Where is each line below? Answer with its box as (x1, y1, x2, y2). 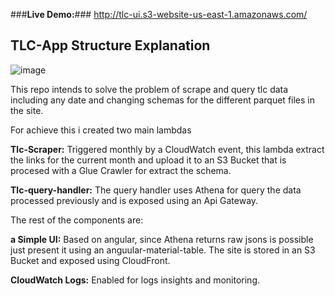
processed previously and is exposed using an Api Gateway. (10, 194, 259, 206)
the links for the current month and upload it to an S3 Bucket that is (10, 154, 287, 166)
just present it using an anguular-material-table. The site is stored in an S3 (10, 244, 316, 256)
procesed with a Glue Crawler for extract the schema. (10, 164, 232, 176)
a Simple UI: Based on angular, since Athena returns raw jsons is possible (10, 233, 314, 245)
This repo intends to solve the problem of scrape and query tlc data (10, 83, 289, 95)
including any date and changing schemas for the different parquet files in (10, 94, 316, 106)
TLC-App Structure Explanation (10, 37, 211, 54)
